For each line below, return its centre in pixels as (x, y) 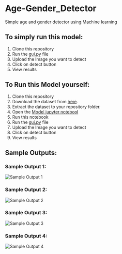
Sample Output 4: (26, 236)
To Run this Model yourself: (47, 85)
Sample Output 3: (26, 213)
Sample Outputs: (31, 152)
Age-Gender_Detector (51, 8)
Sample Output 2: (26, 190)
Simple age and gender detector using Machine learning (61, 22)
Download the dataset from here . (45, 101)
